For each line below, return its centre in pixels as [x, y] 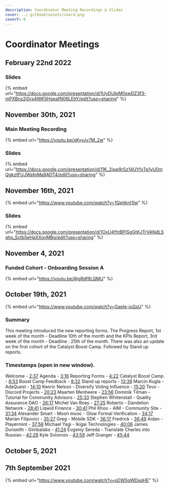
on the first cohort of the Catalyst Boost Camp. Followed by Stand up [77, 347]
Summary [18, 320]
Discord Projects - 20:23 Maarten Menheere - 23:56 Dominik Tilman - [78, 392]
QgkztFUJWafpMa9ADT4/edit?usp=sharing [50, 175]
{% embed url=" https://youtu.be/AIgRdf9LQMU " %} [59, 279]
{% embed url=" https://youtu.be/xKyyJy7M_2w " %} [59, 140]
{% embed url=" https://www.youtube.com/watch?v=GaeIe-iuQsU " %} [78, 307]
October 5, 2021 [31, 451]
